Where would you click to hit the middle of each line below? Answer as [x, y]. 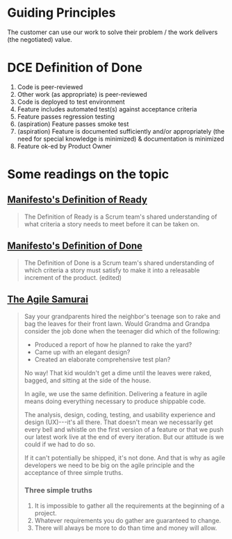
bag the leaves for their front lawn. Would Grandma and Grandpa [117, 323]
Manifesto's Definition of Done [75, 246]
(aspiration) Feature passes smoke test [73, 124]
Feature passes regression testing [66, 116]
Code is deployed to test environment [71, 102]
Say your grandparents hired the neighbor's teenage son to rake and [122, 316]
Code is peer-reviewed [50, 87]
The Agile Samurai [48, 300]
